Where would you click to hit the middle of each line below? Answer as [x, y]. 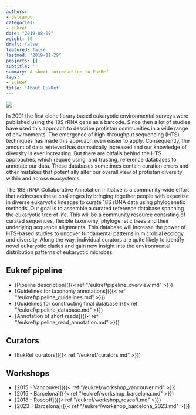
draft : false [22, 45]
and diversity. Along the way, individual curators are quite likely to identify [95, 239]
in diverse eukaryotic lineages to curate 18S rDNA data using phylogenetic [96, 202]
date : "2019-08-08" [30, 34]
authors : [17, 11]
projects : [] [22, 61]
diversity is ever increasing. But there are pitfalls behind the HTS [84, 153]
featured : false [26, 50]
